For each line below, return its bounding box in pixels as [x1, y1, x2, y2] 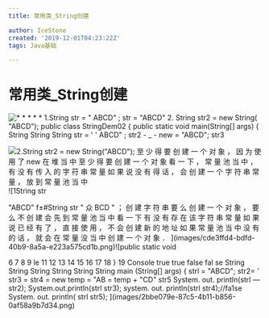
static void [142, 242, 177, 252]
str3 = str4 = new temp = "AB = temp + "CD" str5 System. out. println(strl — [8, 275, 260, 285]
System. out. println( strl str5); [8, 292, 108, 302]
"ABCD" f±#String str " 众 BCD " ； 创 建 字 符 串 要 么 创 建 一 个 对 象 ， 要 [8, 203, 260, 212]
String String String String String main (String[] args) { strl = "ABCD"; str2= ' [8, 266, 260, 276]
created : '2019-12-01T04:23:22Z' [8, 34, 121, 42]
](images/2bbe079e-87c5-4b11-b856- [109, 292, 236, 302]
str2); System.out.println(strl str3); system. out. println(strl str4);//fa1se [8, 283, 243, 293]
